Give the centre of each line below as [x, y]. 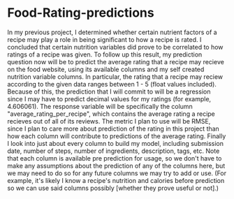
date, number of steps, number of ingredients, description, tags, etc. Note [114, 151]
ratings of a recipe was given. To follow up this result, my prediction [105, 54]
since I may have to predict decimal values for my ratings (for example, [109, 98]
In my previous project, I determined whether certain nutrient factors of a [112, 32]
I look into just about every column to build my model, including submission [115, 143]
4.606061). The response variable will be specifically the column [100, 106]
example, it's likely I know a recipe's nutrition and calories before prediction [116, 180]
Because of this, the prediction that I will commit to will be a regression [109, 91]
